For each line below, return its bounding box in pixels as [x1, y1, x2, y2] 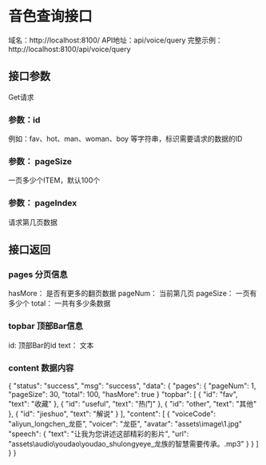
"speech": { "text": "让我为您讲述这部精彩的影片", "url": [8, 429, 189, 439]
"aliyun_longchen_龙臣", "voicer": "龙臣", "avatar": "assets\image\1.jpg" [8, 419, 242, 428]
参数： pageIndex [8, 198, 77, 209]
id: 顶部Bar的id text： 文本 [8, 340, 94, 350]
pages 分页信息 [8, 269, 68, 280]
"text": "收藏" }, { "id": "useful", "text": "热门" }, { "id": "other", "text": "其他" [8, 399, 257, 408]
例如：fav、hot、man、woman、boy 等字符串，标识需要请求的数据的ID [8, 134, 243, 144]
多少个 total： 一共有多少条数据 [8, 299, 111, 308]
